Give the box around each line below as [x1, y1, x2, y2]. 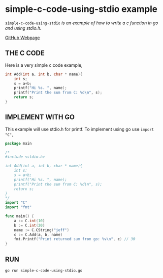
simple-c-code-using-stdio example [5, 3, 158, 15]
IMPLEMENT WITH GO [5, 113, 75, 122]
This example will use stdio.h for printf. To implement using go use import [5, 126, 154, 132]
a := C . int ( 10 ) [14, 218, 45, 223]
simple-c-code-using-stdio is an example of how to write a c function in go [5, 20, 159, 26]
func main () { [5, 214, 34, 219]
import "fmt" [5, 205, 32, 210]
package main [5, 141, 32, 146]
